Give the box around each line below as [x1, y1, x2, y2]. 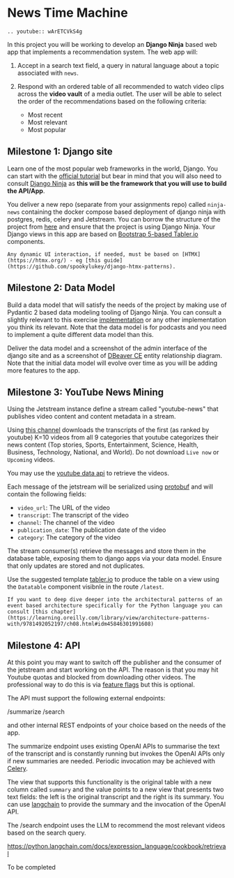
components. [7, 237, 45, 245]
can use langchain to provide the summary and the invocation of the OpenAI [7, 800, 226, 809]
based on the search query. [7, 828, 86, 837]
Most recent [27, 110, 63, 119]
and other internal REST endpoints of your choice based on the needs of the [7, 721, 226, 730]
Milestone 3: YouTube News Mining [7, 386, 164, 398]
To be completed [7, 863, 56, 872]
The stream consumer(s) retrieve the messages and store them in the [7, 547, 207, 555]
